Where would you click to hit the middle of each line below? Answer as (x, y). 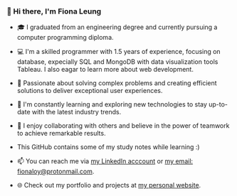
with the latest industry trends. (77, 112)
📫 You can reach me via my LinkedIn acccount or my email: (105, 161)
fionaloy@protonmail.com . (56, 171)
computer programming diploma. (65, 38)
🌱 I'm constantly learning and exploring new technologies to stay (112, 104)
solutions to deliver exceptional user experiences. (90, 91)
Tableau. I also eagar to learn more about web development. (105, 70)
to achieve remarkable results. (61, 134)
